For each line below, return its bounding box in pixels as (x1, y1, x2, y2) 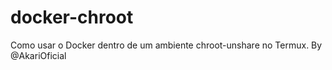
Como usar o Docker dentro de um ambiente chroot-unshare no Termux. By (10, 39, 323, 51)
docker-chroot (10, 6, 134, 29)
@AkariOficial (10, 49, 67, 61)
